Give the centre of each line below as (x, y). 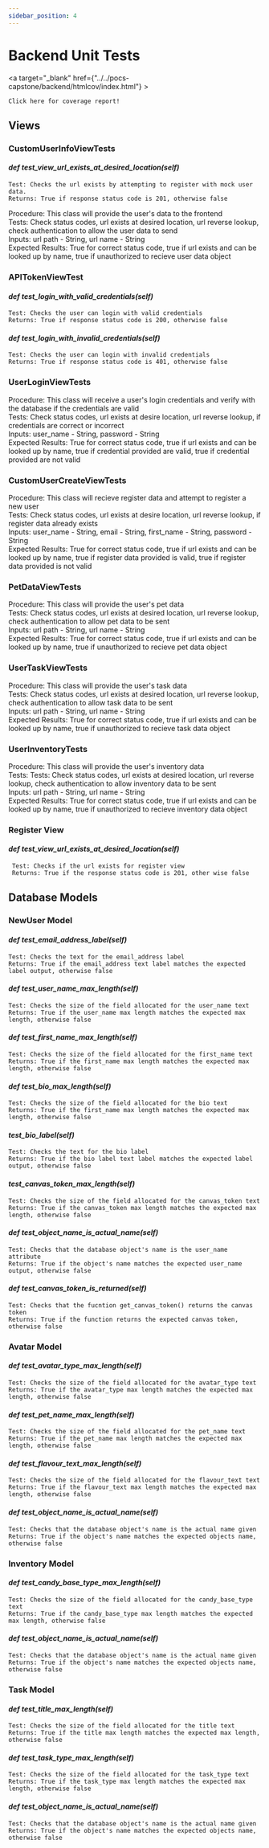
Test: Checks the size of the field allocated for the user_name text (129, 1005)
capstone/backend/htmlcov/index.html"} (75, 86)
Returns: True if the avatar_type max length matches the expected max (130, 1390)
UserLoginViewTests (50, 382)
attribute (25, 1257)
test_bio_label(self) (41, 1135)
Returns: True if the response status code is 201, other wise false (130, 873)
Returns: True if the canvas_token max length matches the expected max (132, 1208)
